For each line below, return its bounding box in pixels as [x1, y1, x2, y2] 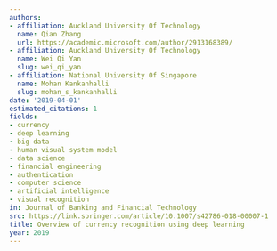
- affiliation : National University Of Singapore [9, 71, 198, 80]
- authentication [9, 170, 74, 179]
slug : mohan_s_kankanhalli [17, 87, 118, 96]
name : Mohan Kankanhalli [17, 79, 110, 88]
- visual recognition [9, 195, 90, 205]
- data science [9, 153, 66, 163]
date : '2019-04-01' [9, 95, 82, 105]
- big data [9, 137, 50, 146]
